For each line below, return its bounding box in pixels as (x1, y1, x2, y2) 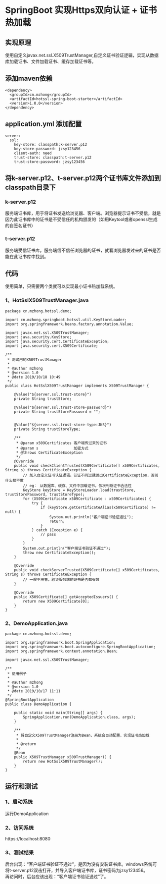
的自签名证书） (5, 222, 36, 228)
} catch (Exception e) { (31, 527, 83, 533)
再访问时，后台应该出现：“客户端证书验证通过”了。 (5, 874, 109, 880)
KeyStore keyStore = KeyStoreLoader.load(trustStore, (23, 488, 136, 493)
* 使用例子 (7, 671, 27, 676)
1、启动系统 (5, 798, 33, 805)
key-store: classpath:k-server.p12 (14, 142, 87, 147)
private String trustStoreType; (14, 427, 81, 432)
